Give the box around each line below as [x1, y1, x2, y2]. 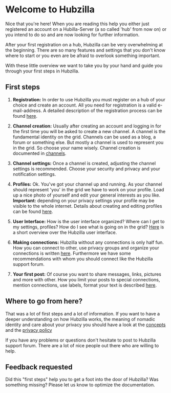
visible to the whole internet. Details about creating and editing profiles [12, 203, 162, 209]
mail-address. [12, 107, 42, 114]
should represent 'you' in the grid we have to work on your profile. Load [12, 186, 164, 192]
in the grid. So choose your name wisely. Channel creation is [12, 145, 141, 151]
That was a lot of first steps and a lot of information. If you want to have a [5, 310, 160, 317]
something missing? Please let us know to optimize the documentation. [5, 382, 155, 388]
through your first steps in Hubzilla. [5, 68, 79, 74]
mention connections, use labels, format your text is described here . [12, 282, 157, 288]
